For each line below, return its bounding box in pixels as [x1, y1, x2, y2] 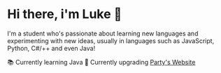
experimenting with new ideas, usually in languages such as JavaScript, [7, 36, 215, 44]
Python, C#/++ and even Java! [7, 44, 96, 52]
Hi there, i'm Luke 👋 [7, 6, 122, 22]
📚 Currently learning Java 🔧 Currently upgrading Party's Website [7, 58, 196, 66]
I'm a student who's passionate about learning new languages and [7, 29, 199, 38]
